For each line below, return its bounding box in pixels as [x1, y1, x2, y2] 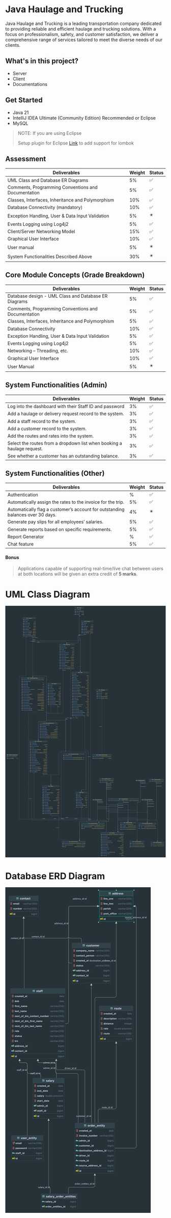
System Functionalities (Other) [5, 469, 105, 478]
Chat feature [7, 541, 34, 547]
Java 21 [12, 109, 29, 115]
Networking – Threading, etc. [7, 347, 69, 354]
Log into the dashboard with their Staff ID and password [7, 403, 125, 409]
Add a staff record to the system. [7, 418, 76, 424]
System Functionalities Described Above [7, 253, 93, 259]
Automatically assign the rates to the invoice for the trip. [7, 499, 125, 505]
